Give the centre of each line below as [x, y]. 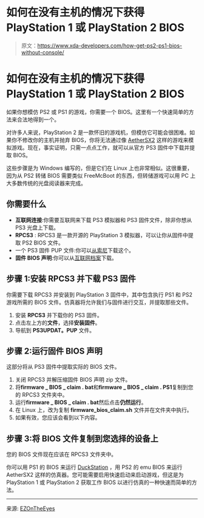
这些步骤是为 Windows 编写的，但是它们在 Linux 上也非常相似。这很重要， [100, 168]
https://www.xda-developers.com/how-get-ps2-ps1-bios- [110, 45]
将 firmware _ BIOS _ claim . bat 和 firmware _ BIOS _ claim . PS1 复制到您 [104, 387]
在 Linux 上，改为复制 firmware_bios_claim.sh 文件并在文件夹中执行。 [104, 410]
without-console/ [42, 52]
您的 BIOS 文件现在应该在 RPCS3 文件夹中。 [62, 454]
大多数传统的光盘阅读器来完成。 [46, 183]
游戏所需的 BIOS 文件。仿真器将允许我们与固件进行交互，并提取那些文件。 [99, 302]
